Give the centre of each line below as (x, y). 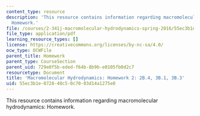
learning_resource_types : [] (42, 39)
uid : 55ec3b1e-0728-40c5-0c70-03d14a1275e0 (61, 84)
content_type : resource (36, 12)
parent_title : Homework (36, 56)
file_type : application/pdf (41, 34)
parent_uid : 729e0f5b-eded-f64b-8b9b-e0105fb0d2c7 (70, 67)
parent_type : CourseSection (41, 61)
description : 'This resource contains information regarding (84, 17)
